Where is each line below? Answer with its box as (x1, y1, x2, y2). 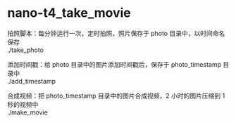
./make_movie (7, 108, 48, 117)
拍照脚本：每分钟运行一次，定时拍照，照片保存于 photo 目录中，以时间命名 (7, 29, 225, 37)
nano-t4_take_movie (7, 5, 132, 21)
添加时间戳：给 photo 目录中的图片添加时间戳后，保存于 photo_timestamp (7, 60, 222, 68)
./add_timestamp (7, 77, 56, 85)
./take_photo (7, 46, 44, 54)
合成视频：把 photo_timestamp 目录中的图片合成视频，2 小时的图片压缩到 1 (7, 91, 225, 100)
